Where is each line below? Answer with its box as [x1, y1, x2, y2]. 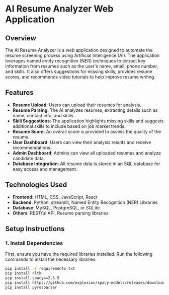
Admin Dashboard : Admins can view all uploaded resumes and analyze [12, 150, 161, 156]
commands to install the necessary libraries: [5, 256, 97, 262]
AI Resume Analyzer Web [5, 3, 114, 15]
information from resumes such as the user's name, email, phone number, [5, 63, 158, 69]
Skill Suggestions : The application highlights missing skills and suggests [12, 118, 164, 124]
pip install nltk [5, 271, 42, 276]
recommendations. [12, 144, 52, 151]
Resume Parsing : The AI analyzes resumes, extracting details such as [12, 107, 158, 113]
